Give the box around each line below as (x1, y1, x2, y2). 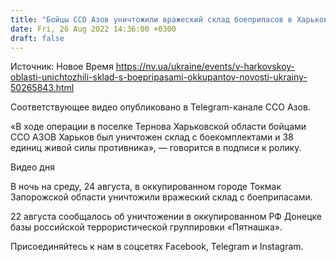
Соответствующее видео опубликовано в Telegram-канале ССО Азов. (10, 101, 311, 113)
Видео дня (10, 161, 55, 173)
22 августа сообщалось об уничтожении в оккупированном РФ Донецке (10, 211, 322, 223)
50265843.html (10, 82, 75, 94)
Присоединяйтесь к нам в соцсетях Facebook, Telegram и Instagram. (10, 241, 304, 253)
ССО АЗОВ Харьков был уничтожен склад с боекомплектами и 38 (10, 131, 294, 143)
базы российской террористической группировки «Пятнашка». (10, 221, 283, 233)
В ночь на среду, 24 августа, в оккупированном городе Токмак (10, 181, 282, 193)
